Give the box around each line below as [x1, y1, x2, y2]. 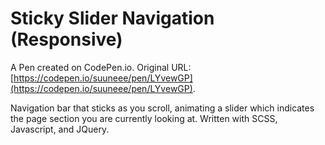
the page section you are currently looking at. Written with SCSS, [10, 112, 278, 124]
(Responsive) [10, 28, 123, 51]
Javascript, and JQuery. [10, 123, 110, 135]
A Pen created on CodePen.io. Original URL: [10, 61, 192, 73]
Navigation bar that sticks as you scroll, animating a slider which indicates [10, 102, 315, 114]
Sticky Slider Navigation [10, 7, 215, 30]
